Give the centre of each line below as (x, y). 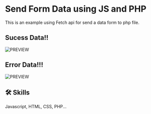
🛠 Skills (18, 92)
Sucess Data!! (27, 38)
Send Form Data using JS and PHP (76, 9)
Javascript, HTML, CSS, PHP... (36, 107)
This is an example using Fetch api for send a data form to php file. (72, 22)
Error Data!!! (24, 65)
